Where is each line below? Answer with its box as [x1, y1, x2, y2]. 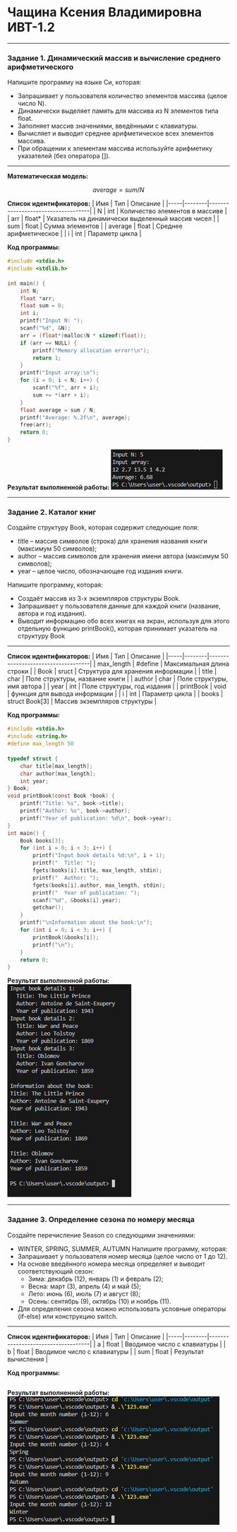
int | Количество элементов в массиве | [107, 207, 227, 215]
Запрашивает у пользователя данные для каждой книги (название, [17, 602, 221, 611]
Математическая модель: [7, 172, 89, 181]
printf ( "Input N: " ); [20, 317, 83, 325]
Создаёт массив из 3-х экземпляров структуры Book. [17, 594, 181, 603]
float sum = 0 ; [20, 302, 65, 309]
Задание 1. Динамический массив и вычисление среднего [7, 53, 221, 63]
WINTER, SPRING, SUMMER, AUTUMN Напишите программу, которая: [17, 1244, 228, 1253]
